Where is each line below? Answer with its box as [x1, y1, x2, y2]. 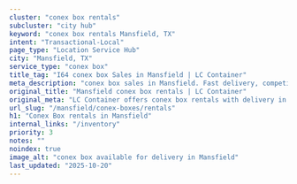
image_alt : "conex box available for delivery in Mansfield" [9, 152, 240, 162]
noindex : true [9, 144, 62, 153]
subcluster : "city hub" [9, 21, 97, 30]
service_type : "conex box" [9, 63, 109, 72]
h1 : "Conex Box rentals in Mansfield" [9, 111, 152, 120]
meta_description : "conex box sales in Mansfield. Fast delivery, [9, 79, 259, 88]
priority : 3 [9, 128, 53, 137]
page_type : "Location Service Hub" [9, 46, 141, 55]
